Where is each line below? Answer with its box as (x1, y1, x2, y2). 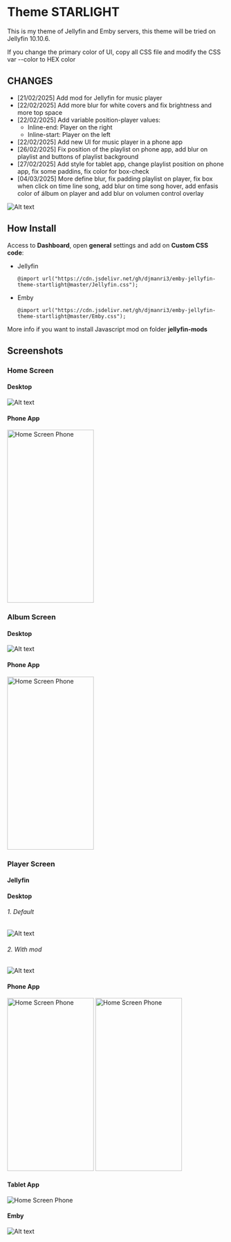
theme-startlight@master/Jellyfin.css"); (17, 281, 138, 288)
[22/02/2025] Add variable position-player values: (17, 116, 161, 124)
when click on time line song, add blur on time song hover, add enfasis (17, 181, 219, 190)
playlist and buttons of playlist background (17, 152, 139, 161)
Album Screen (7, 612, 57, 622)
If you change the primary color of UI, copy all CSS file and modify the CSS (7, 48, 221, 56)
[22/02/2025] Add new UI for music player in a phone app (17, 138, 183, 146)
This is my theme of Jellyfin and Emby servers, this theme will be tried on (7, 27, 216, 35)
